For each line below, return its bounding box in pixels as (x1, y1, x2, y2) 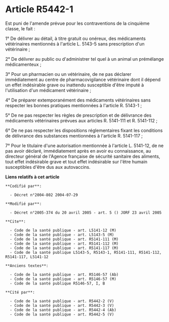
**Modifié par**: (5, 201, 42, 206)
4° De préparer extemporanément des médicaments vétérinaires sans (5, 97, 151, 103)
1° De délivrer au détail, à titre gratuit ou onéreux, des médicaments (5, 35, 146, 41)
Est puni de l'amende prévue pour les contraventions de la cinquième (5, 20, 150, 26)
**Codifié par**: (5, 183, 42, 189)
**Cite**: (5, 219, 26, 224)
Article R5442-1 (5, 4, 73, 15)
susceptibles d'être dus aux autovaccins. (5, 164, 91, 170)
